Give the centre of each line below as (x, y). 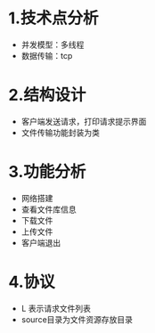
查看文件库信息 (49, 209)
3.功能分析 (47, 172)
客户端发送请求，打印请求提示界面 (84, 121)
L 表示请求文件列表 (56, 308)
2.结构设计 (47, 95)
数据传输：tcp (47, 55)
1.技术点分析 (53, 18)
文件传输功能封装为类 (60, 132)
